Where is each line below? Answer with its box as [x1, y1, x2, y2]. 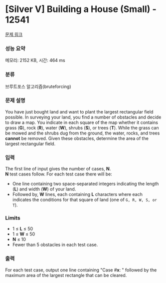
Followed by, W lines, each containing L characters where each [12, 191, 143, 197]
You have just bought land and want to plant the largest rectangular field [5, 108, 154, 114]
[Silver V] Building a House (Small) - [5, 3, 157, 15]
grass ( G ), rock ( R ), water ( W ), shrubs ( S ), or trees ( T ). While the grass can [5, 124, 159, 130]
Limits [5, 214, 21, 221]
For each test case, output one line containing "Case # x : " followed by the [5, 266, 157, 273]
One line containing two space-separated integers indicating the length [12, 181, 159, 187]
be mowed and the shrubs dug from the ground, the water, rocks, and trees [5, 130, 160, 136]
